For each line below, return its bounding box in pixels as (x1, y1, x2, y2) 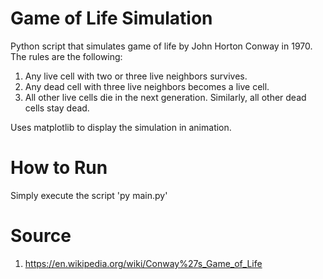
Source (10, 225, 72, 247)
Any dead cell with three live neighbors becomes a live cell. (24, 80, 270, 92)
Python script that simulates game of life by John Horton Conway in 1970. (10, 40, 313, 52)
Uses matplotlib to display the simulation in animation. (10, 121, 232, 133)
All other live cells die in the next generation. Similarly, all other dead (24, 91, 307, 103)
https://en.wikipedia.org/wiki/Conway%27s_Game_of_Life (24, 257, 263, 269)
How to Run (10, 157, 108, 179)
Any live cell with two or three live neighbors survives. (24, 70, 248, 82)
